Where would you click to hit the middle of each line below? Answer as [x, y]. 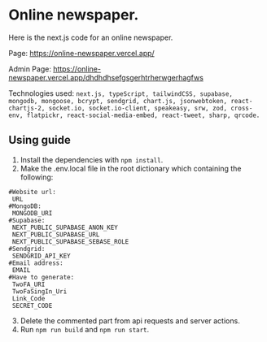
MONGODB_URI [32, 213]
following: [37, 177]
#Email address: [36, 263]
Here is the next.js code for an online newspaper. [91, 37]
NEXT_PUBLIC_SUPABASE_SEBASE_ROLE [70, 241]
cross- [242, 108]
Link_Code [28, 298]
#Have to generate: [42, 277]
